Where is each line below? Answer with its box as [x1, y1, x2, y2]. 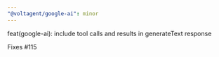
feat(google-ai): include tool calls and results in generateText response [7, 29, 212, 38]
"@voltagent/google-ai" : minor [7, 10, 99, 17]
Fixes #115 [7, 42, 37, 51]
